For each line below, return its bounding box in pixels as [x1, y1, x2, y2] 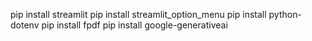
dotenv [10, 19, 40, 31]
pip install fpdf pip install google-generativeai [41, 19, 228, 31]
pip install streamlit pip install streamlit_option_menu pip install [10, 9, 267, 20]
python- [268, 9, 302, 20]
